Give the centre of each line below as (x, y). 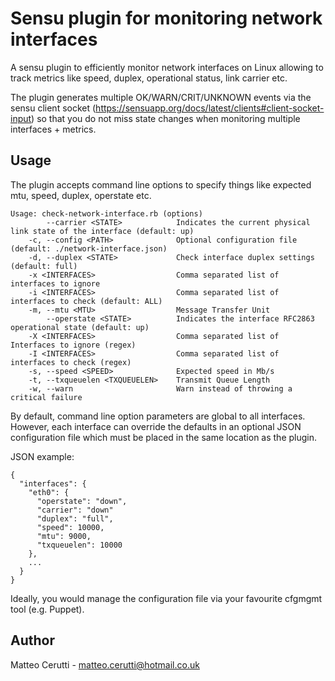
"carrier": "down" (75, 510)
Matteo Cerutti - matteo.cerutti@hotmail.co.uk (105, 664)
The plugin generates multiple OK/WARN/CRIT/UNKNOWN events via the (161, 97)
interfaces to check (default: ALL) (86, 301)
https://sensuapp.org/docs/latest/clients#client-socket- (210, 108)
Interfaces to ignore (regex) (73, 345)
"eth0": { (49, 492)
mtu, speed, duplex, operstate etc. (81, 195)
